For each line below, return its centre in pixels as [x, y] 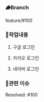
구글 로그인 [24, 47]
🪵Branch [17, 7]
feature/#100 [19, 21]
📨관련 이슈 [17, 83]
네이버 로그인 [26, 69]
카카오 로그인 [26, 58]
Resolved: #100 [21, 95]
